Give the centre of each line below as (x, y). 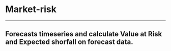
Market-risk (31, 9)
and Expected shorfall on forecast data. (69, 42)
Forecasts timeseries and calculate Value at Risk (84, 34)
